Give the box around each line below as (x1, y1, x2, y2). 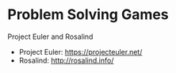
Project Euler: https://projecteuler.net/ (18, 47, 143, 56)
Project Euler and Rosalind (7, 32, 94, 41)
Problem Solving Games (7, 6, 169, 24)
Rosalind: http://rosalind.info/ (18, 56, 114, 65)
